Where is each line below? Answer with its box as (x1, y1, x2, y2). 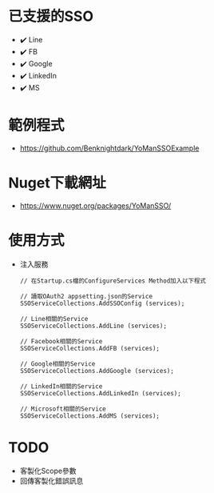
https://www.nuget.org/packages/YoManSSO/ (19, 201, 172, 210)
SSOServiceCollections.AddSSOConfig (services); (19, 299, 185, 307)
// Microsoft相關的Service (19, 405, 106, 413)
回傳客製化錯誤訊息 (19, 475, 84, 485)
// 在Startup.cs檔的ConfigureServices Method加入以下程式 (19, 277, 206, 285)
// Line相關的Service (19, 315, 89, 323)
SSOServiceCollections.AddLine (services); (19, 322, 168, 330)
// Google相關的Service (19, 359, 96, 368)
